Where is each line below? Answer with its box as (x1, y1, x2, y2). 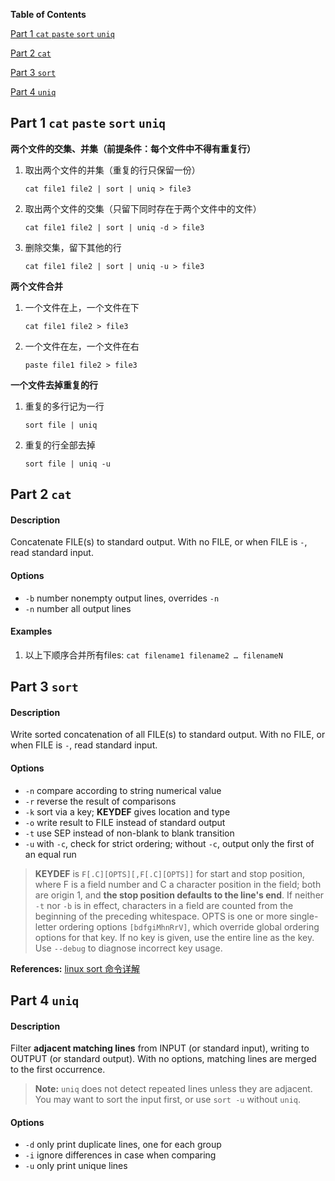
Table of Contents (10, 9, 87, 20)
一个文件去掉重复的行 (10, 379, 98, 391)
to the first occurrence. (10, 1064, 106, 1076)
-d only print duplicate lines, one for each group (24, 1139, 222, 1151)
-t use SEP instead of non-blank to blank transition (24, 827, 235, 839)
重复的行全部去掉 (24, 439, 96, 451)
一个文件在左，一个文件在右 (24, 340, 140, 352)
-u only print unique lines (24, 1160, 128, 1172)
